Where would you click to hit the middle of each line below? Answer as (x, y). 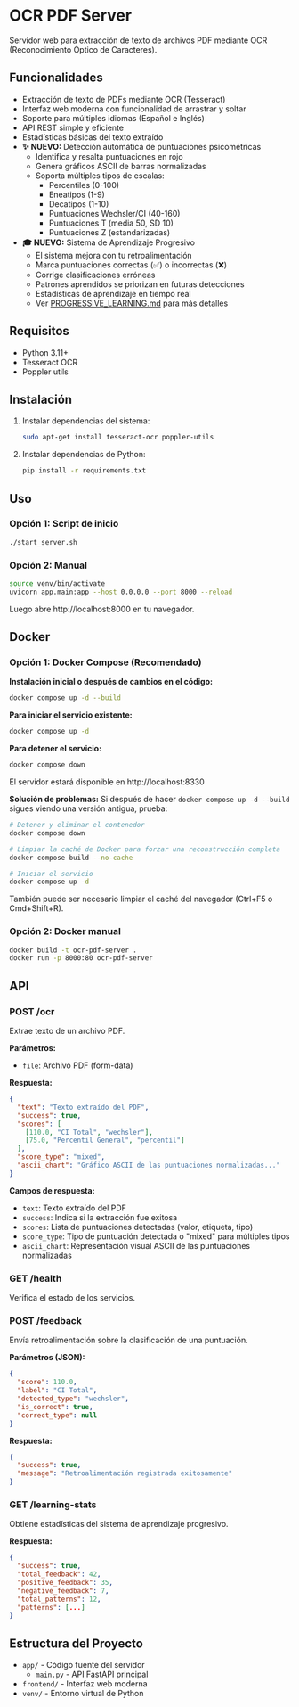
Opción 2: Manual (48, 565)
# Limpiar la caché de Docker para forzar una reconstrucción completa (145, 849)
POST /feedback (45, 1321)
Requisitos (39, 331)
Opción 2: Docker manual (65, 931)
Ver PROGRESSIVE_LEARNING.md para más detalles (132, 303)
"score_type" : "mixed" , (61, 1157)
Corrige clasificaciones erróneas (95, 275)
